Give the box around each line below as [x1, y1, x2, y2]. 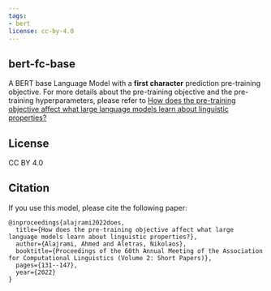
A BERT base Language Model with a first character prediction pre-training [8, 79, 261, 88]
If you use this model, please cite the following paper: [8, 203, 188, 212]
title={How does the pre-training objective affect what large [15, 225, 234, 233]
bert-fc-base [8, 57, 75, 71]
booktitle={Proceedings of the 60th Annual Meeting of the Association [15, 246, 264, 255]
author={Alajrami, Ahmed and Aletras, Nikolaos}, [15, 240, 187, 248]
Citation [8, 182, 50, 195]
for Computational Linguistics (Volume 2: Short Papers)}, [8, 254, 213, 262]
